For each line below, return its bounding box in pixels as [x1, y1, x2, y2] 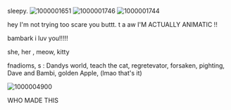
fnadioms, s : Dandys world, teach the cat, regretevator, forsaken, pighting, [7, 61, 225, 70]
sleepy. [7, 7, 28, 15]
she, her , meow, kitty [7, 48, 70, 56]
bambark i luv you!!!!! [7, 34, 68, 42]
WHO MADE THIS [7, 96, 58, 104]
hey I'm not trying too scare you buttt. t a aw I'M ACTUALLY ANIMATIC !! [7, 20, 218, 28]
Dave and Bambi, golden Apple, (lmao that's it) [7, 69, 142, 77]
